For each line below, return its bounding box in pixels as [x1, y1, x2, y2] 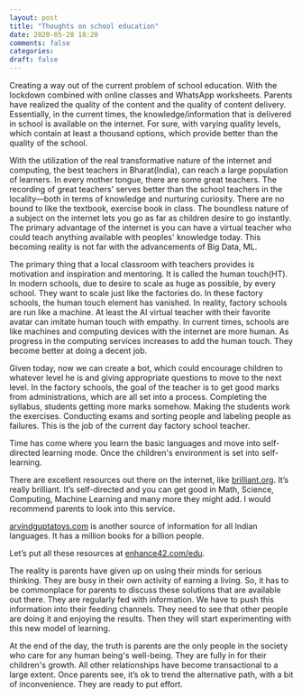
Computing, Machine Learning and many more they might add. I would [9, 494, 271, 504]
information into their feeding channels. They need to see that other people [9, 604, 288, 614]
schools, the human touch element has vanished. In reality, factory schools [9, 297, 288, 308]
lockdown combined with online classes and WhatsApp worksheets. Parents [9, 89, 293, 100]
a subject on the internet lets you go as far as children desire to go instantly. [9, 213, 291, 223]
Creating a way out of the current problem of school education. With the [9, 80, 278, 90]
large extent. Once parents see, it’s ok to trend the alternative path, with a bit [9, 669, 294, 680]
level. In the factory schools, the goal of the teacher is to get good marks [9, 382, 279, 393]
